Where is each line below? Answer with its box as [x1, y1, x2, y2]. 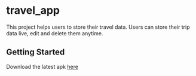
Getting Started [6, 47, 65, 57]
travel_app [6, 4, 60, 17]
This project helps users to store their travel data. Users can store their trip [6, 23, 190, 31]
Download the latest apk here [6, 63, 79, 70]
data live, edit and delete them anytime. [6, 29, 103, 37]
